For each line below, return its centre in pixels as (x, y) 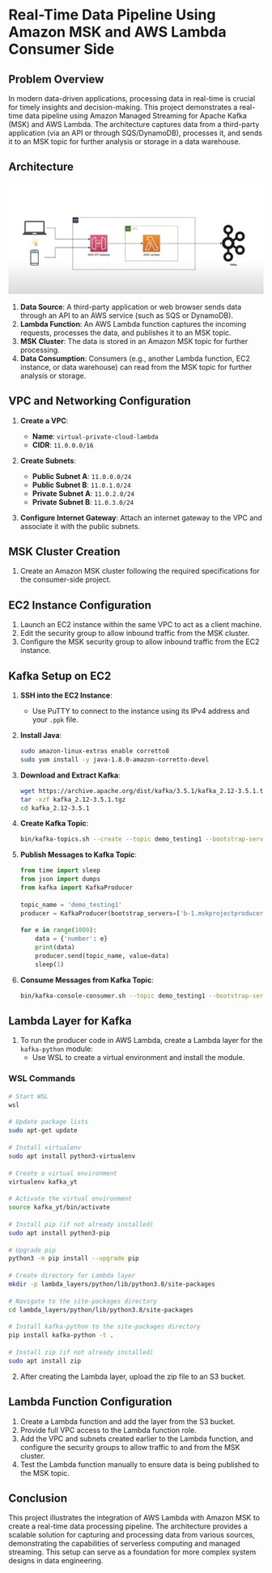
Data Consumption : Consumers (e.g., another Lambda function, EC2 (135, 358)
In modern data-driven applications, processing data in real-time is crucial (132, 98)
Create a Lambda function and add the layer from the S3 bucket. (127, 1421)
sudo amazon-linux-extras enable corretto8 (95, 751)
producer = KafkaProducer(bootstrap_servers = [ (100, 913)
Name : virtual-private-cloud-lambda (95, 436)
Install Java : (41, 736)
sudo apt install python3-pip (59, 1233)
